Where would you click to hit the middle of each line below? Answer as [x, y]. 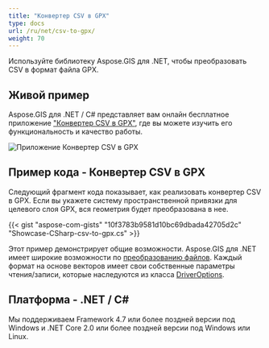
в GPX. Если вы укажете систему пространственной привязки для [123, 200]
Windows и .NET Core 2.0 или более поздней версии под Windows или [130, 328]
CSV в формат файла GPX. [54, 70]
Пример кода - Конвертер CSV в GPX [107, 173]
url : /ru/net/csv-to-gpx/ [52, 31]
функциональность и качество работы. [76, 132]
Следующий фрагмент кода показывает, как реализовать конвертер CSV [135, 192]
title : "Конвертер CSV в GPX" [59, 16]
